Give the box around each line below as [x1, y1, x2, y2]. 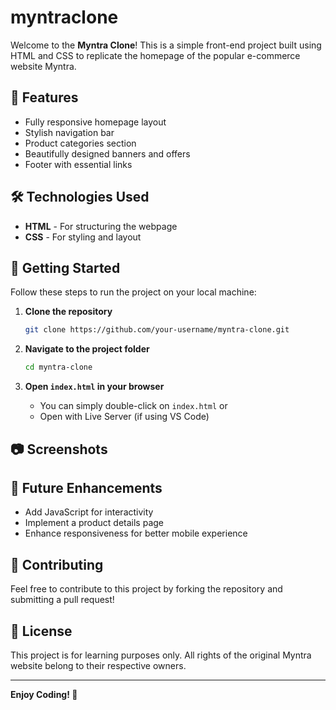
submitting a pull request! [10, 594, 115, 606]
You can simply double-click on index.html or [39, 400, 228, 412]
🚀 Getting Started [10, 259, 121, 276]
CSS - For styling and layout [24, 231, 142, 243]
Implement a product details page [24, 517, 165, 529]
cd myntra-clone [24, 362, 93, 373]
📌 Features [10, 89, 79, 106]
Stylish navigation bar [24, 126, 115, 138]
